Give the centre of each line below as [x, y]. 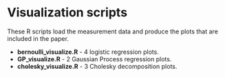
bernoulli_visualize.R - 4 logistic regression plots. [88, 52]
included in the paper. [38, 38]
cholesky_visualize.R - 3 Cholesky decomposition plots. [97, 66]
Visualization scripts [67, 13]
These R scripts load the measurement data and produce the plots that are [113, 31]
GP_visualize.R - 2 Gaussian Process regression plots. [94, 59]
